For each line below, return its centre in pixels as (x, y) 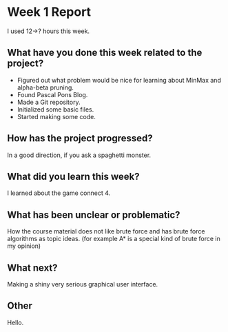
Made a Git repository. (49, 102)
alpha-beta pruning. (45, 87)
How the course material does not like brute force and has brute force (106, 231)
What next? (32, 268)
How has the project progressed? (80, 138)
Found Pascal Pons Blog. (52, 94)
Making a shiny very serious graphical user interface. (83, 284)
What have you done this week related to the (105, 53)
